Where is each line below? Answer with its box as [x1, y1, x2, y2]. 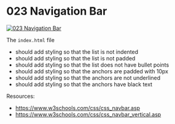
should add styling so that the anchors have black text [15, 81, 152, 88]
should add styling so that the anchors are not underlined [15, 74, 161, 81]
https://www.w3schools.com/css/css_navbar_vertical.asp [15, 111, 161, 118]
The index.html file [6, 36, 55, 43]
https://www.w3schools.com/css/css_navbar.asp [15, 104, 140, 111]
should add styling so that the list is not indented [15, 48, 139, 56]
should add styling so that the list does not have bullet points [15, 61, 169, 68]
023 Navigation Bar [6, 4, 107, 18]
